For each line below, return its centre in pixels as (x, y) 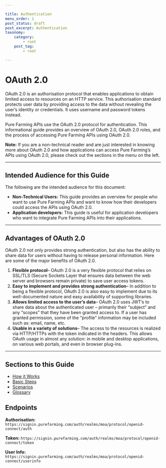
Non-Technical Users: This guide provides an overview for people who (85, 197)
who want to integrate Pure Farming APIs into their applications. (77, 218)
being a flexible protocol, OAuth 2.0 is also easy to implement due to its (85, 291)
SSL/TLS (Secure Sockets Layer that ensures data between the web (81, 275)
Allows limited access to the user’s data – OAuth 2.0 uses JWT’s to (81, 302)
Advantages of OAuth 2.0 (45, 238)
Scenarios (22, 387)
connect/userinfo (23, 461)
